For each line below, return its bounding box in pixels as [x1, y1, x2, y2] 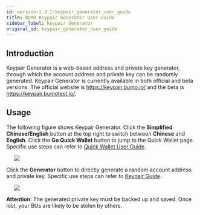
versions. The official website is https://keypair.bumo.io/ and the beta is [6, 84, 184, 91]
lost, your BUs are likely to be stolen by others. [6, 202, 123, 209]
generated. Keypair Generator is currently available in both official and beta [6, 77, 193, 85]
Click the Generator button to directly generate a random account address [6, 166, 192, 173]
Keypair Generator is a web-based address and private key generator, [6, 64, 180, 71]
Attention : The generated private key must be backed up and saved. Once [6, 195, 192, 203]
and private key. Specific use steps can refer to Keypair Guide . [6, 172, 162, 179]
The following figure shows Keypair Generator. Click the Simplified [6, 124, 173, 131]
